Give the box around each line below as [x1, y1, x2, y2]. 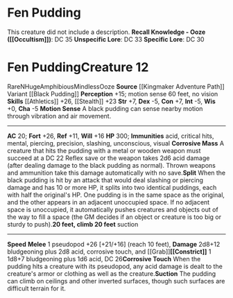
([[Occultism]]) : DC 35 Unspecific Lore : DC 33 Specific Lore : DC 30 [7, 35, 205, 43]
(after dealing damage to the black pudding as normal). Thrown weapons [7, 161, 216, 169]
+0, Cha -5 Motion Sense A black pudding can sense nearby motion [7, 104, 203, 112]
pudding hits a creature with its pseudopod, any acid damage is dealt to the [7, 262, 223, 270]
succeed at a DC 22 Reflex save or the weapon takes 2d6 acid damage [7, 154, 210, 162]
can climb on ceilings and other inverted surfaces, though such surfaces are [7, 277, 225, 285]
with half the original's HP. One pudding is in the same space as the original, [7, 191, 225, 199]
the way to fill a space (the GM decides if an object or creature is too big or [7, 213, 222, 221]
